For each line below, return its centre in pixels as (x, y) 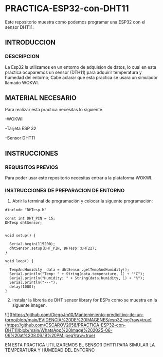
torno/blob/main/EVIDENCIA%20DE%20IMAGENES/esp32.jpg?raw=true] (78, 320)
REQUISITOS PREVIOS (32, 167)
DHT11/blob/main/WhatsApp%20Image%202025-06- (59, 330)
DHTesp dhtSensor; (24, 223)
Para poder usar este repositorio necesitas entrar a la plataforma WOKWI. (79, 178)
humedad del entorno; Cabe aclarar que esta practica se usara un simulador (81, 77)
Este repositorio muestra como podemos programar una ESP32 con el (75, 22)
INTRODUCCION (30, 43)
